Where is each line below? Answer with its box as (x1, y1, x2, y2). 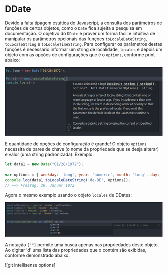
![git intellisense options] (5, 262, 56, 268)
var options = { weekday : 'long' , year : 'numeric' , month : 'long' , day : (5, 172, 160, 178)
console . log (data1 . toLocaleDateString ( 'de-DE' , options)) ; (5, 177, 131, 183)
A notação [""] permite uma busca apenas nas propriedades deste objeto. (5, 241, 159, 248)
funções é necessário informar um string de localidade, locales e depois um (5, 46, 163, 52)
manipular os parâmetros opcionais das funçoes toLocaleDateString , (5, 36, 147, 42)
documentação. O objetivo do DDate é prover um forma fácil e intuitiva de (5, 30, 156, 36)
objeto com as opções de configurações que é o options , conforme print (5, 51, 155, 58)
